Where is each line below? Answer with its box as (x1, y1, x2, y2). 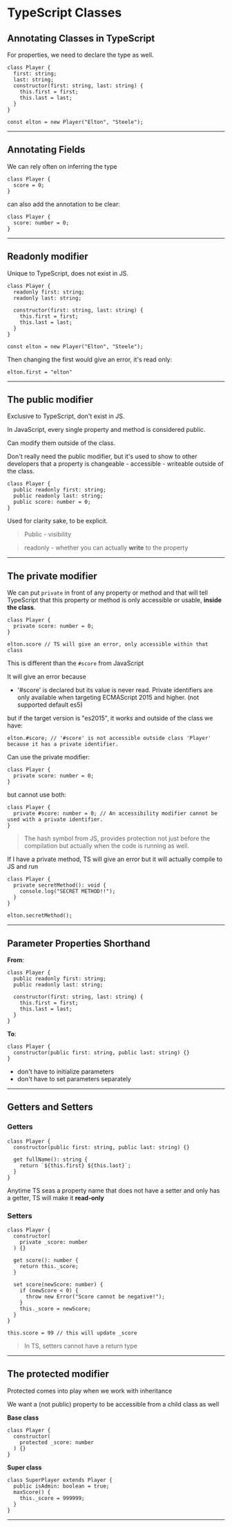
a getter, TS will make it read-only (7, 1193, 105, 1202)
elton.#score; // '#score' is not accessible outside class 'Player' (7, 735, 212, 742)
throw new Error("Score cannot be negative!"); (25, 1293, 166, 1301)
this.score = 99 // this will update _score (7, 1330, 137, 1337)
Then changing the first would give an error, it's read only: (7, 355, 173, 363)
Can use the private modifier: (7, 753, 90, 761)
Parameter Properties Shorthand (7, 937, 151, 949)
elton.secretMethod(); (7, 912, 72, 919)
